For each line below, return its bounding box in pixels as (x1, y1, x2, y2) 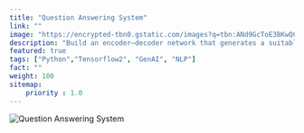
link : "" (9, 22, 43, 31)
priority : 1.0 (25, 88, 83, 97)
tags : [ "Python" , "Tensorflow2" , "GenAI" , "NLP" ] (9, 55, 196, 64)
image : (9, 30, 34, 39)
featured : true (9, 47, 67, 56)
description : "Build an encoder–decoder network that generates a (9, 38, 265, 48)
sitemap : (9, 80, 43, 89)
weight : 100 (9, 72, 54, 81)
